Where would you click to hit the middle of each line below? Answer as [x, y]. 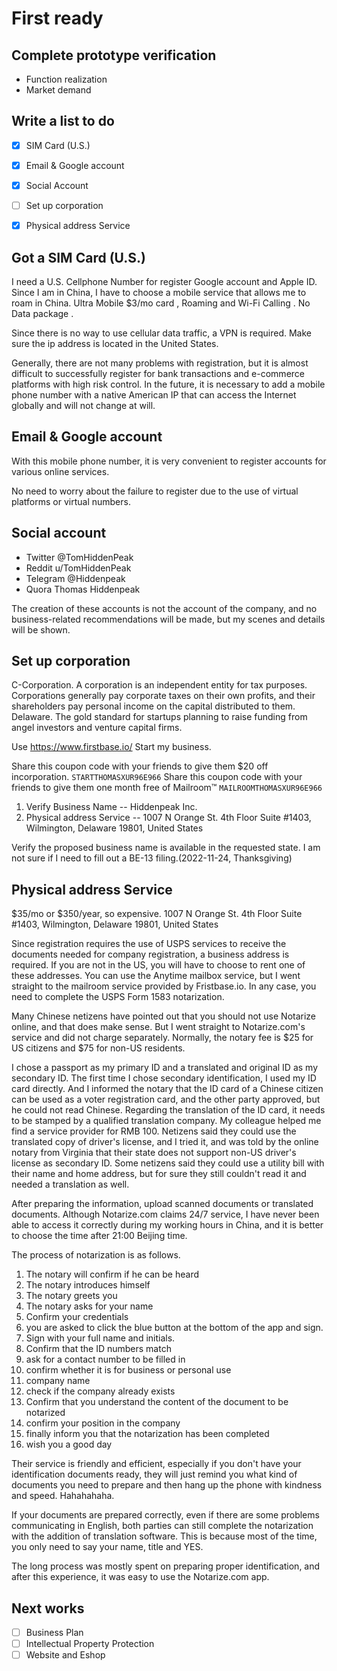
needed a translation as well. [70, 1184]
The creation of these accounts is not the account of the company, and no [164, 608]
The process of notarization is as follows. [96, 1255]
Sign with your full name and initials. [100, 1338]
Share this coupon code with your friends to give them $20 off [140, 766]
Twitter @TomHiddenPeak [79, 557]
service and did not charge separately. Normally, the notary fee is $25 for [162, 1038]
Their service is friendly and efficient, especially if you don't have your [156, 1464]
